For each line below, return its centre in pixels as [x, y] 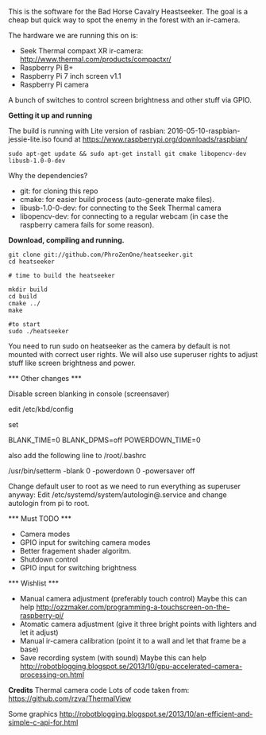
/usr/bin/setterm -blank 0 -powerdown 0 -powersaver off [102, 471]
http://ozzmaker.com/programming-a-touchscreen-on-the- [133, 607]
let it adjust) [39, 632]
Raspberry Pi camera [54, 84]
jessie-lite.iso [30, 139]
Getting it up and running [50, 115]
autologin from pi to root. [49, 503]
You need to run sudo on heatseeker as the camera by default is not [119, 346]
